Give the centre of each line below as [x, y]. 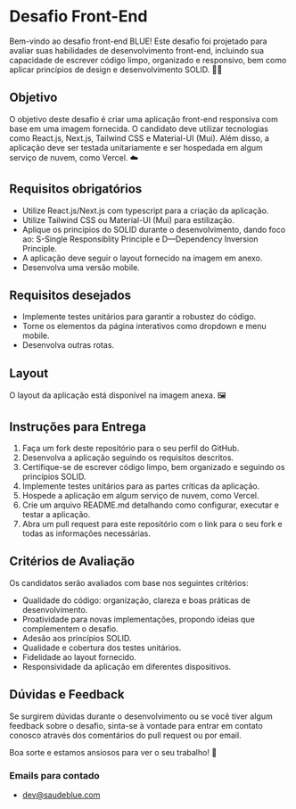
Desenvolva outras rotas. [68, 345]
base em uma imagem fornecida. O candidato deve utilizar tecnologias [139, 128]
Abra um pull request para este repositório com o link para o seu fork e [152, 524]
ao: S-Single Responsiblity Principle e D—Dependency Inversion [140, 239]
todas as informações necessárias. [86, 533]
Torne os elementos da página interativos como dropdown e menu [144, 326]
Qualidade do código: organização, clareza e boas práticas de [136, 600]
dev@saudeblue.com [61, 795]
